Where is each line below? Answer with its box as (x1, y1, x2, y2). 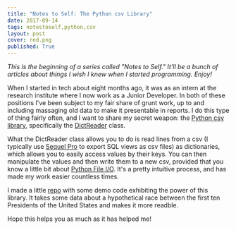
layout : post (7, 30, 46, 37)
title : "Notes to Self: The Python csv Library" (7, 10, 153, 18)
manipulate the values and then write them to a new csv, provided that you (7, 157, 224, 166)
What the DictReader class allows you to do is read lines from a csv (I (7, 135, 209, 143)
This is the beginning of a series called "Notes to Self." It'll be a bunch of (7, 63, 218, 71)
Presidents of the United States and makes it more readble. (7, 201, 179, 209)
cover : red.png (7, 37, 52, 44)
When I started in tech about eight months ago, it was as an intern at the (7, 84, 217, 92)
